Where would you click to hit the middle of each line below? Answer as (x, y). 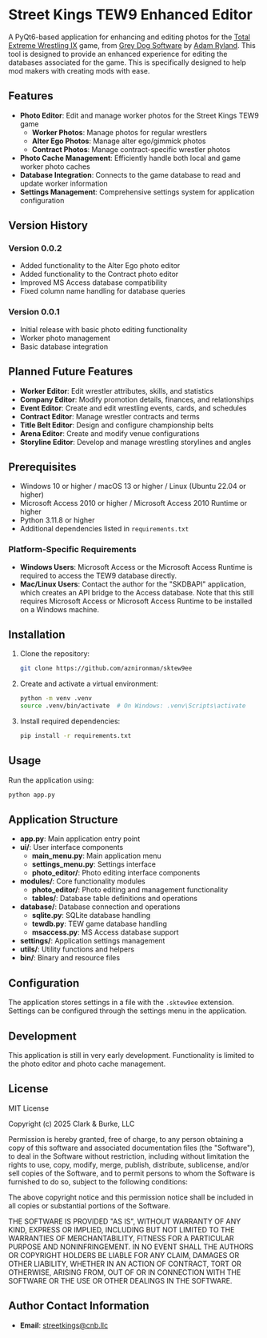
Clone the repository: (55, 654)
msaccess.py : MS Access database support (105, 932)
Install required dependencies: (70, 721)
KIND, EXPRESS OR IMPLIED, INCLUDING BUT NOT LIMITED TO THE (122, 1229)
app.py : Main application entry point (80, 839)
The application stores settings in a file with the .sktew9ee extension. (121, 1003)
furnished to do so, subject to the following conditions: (98, 1181)
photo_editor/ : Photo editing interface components (116, 873)
